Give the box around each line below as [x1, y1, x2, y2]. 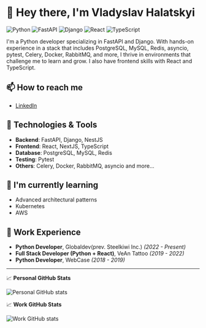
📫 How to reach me [6, 82, 83, 93]
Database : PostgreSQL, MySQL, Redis [15, 149, 112, 156]
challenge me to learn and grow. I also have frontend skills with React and [6, 57, 193, 64]
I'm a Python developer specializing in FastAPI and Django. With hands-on [6, 37, 194, 45]
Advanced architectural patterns [15, 196, 97, 203]
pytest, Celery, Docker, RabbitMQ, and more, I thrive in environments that [6, 50, 191, 58]
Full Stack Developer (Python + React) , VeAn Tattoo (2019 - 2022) [15, 250, 185, 257]
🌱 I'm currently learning [6, 179, 99, 190]
